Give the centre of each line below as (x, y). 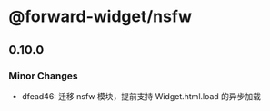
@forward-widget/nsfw (100, 17)
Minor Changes (43, 76)
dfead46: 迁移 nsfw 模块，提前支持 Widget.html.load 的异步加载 (141, 96)
